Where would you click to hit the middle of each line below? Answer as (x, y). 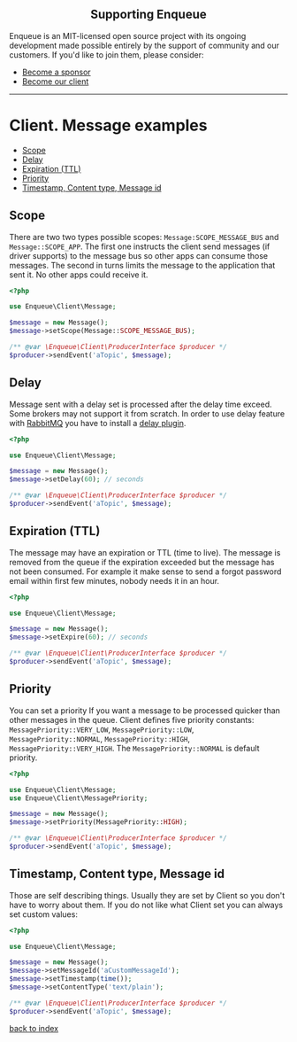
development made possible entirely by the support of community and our (145, 45)
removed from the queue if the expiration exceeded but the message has (142, 562)
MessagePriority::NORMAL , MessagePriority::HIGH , (100, 738)
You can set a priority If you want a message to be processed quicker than (145, 710)
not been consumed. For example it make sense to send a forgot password (145, 572)
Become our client (55, 81)
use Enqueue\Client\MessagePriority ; (79, 798)
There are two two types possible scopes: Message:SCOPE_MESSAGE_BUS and (144, 237)
